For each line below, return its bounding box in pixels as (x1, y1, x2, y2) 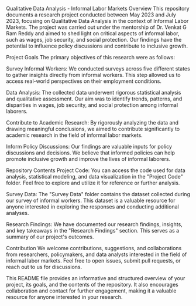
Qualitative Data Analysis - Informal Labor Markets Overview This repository (6, 5, 190, 12)
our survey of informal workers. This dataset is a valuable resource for (6, 197, 176, 204)
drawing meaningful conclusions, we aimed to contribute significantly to (6, 126, 180, 132)
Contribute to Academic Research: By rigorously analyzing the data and (6, 119, 179, 126)
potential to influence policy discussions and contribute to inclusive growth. (6, 42, 188, 49)
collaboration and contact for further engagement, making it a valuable (6, 287, 177, 294)
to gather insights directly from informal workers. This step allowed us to (6, 72, 181, 78)
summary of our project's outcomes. (6, 233, 94, 240)
